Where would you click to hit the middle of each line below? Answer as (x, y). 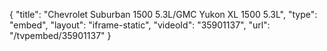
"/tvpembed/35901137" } (60, 35)
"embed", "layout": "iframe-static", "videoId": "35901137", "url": (140, 25)
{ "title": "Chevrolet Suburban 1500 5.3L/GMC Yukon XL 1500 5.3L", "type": (163, 14)
